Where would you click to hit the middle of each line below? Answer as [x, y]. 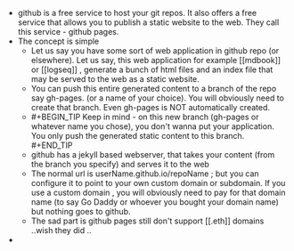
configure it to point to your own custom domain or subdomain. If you [158, 183]
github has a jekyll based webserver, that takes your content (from [153, 154]
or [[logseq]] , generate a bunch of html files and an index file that [152, 69]
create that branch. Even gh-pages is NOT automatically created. [150, 107]
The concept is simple [58, 41]
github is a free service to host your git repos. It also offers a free [137, 13]
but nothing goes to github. [81, 211]
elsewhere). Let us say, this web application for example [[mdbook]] [156, 60]
